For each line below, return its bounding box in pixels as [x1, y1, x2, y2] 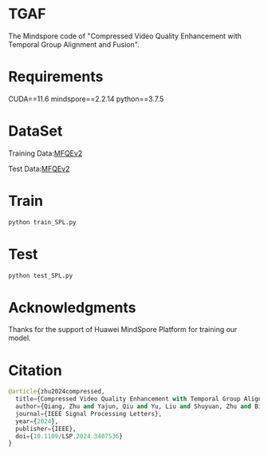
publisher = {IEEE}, [15, 425, 77, 433]
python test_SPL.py [8, 271, 73, 279]
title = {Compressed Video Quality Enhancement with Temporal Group [15, 395, 241, 403]
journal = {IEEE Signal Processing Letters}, [15, 409, 162, 417]
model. [8, 333, 31, 343]
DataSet [8, 122, 63, 140]
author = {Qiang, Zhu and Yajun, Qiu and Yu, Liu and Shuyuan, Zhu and [15, 402, 251, 411]
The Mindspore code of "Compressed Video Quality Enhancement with [8, 31, 242, 41]
